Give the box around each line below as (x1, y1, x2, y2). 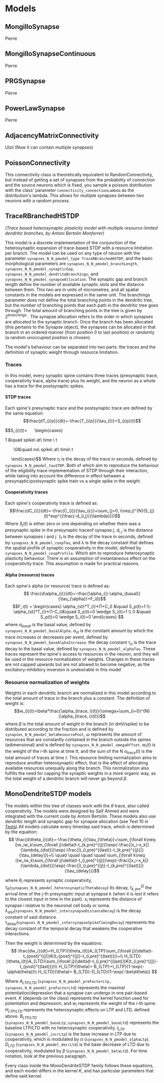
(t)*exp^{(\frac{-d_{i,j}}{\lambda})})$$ (43, 513, 121, 519)
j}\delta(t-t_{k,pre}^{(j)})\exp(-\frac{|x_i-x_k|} (59, 842, 150, 847)
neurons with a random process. (5, 198, 70, 204)
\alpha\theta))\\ (7, 969, 38, 975)
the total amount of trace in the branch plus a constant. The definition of (5, 695, 150, 701)
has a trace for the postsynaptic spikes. (5, 383, 84, 389)
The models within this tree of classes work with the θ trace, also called (5, 803, 149, 809)
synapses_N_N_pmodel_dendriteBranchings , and (5, 271, 99, 277)
